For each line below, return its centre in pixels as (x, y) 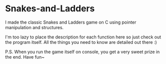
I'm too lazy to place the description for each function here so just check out (83, 37)
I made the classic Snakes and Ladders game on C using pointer (71, 22)
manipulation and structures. (34, 27)
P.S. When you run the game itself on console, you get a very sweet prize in (83, 52)
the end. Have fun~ (25, 57)
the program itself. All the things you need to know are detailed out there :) (81, 42)
